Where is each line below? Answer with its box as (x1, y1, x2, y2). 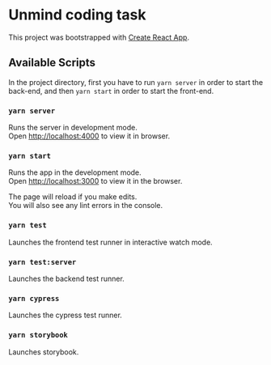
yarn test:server (8, 257, 77, 266)
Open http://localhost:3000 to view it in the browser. (8, 176, 183, 186)
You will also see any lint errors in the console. (8, 201, 163, 210)
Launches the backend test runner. (8, 274, 125, 283)
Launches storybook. (8, 346, 79, 357)
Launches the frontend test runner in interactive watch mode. (8, 237, 213, 247)
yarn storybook (8, 330, 69, 340)
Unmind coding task (8, 6, 146, 24)
